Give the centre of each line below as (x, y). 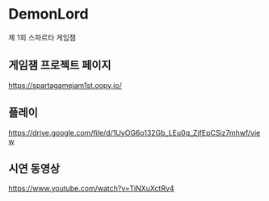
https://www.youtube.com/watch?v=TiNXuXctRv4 (92, 188)
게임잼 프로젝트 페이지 (60, 65)
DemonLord (48, 14)
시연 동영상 (34, 168)
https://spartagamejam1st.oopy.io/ (65, 85)
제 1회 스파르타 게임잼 (42, 37)
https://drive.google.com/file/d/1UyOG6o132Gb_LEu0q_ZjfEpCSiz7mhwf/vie (134, 132)
